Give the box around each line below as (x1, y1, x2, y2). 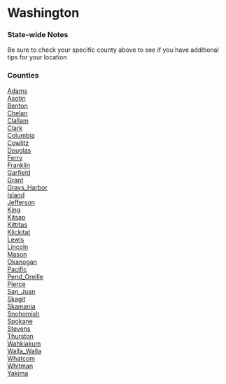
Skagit (7, 294, 26, 303)
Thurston (7, 332, 34, 340)
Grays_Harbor (7, 183, 48, 192)
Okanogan (7, 257, 37, 266)
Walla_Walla (7, 346, 42, 355)
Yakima (7, 369, 29, 377)
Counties (7, 71, 39, 80)
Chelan (7, 108, 28, 117)
